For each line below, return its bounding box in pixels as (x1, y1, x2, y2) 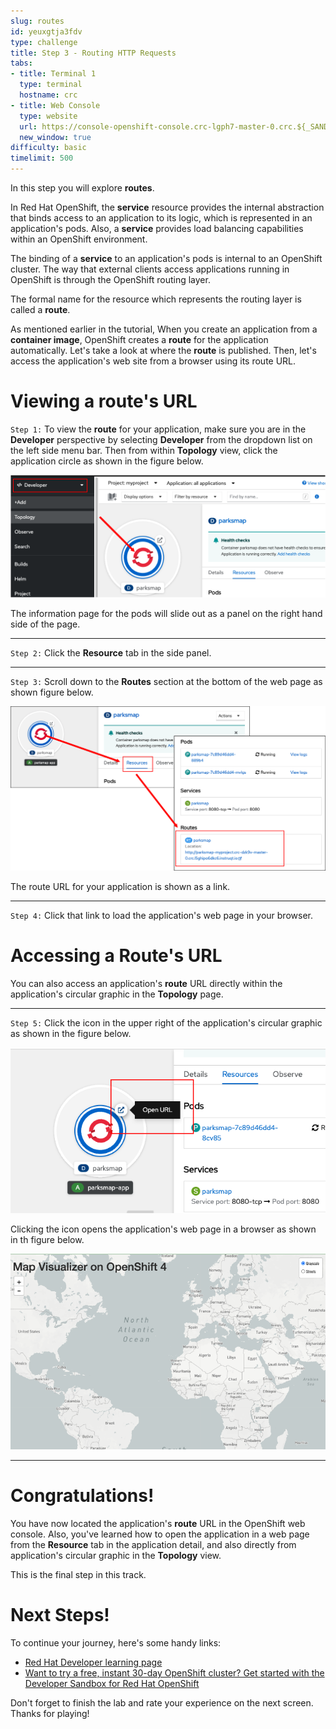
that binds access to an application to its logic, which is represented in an (10, 212, 313, 224)
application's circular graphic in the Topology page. (10, 988, 224, 1000)
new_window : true (19, 132, 92, 142)
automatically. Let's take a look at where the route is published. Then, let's (10, 345, 317, 356)
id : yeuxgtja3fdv (10, 26, 83, 37)
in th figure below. (10, 1233, 85, 1245)
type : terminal (19, 80, 83, 90)
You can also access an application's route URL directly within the (10, 978, 283, 990)
